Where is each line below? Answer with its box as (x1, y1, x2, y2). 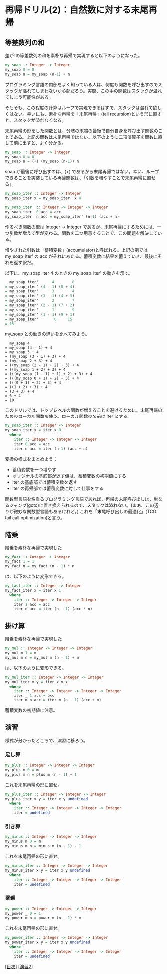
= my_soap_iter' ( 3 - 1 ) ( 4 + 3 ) (5, 293, 75, 299)
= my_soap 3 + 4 (5, 350, 39, 355)
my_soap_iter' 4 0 (9, 279, 75, 284)
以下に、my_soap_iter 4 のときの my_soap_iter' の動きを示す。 (5, 270, 133, 276)
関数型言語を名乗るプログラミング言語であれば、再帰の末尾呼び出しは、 (5, 496, 154, 502)
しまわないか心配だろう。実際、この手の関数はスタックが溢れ (35, 88, 162, 94)
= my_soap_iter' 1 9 (5, 307, 75, 312)
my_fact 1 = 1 (5, 559, 35, 564)
